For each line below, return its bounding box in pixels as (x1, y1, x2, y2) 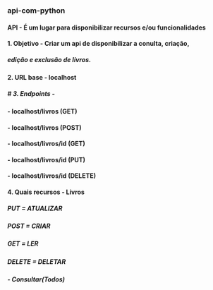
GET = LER (7, 239, 39, 248)
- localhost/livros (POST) (7, 123, 83, 132)
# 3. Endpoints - (7, 89, 55, 97)
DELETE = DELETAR (7, 257, 66, 266)
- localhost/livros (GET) (7, 107, 78, 116)
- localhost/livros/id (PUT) (7, 155, 86, 164)
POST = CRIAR (7, 222, 51, 230)
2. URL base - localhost (7, 73, 77, 82)
